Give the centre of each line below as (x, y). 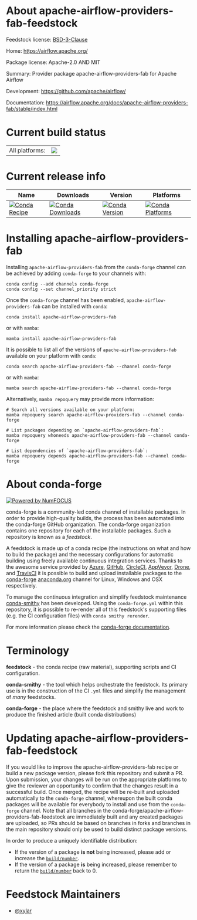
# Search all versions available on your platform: (70, 410)
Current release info (56, 176)
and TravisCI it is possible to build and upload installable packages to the (94, 573)
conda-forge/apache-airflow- (148, 810)
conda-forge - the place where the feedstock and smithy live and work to (95, 708)
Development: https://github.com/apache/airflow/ (66, 91)
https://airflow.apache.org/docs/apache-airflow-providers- (117, 102)
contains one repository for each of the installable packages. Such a (89, 530)
